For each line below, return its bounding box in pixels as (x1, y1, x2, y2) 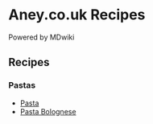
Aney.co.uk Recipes (8, 6, 146, 24)
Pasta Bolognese (19, 106, 76, 116)
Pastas (8, 80, 36, 91)
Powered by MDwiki (8, 32, 75, 42)
